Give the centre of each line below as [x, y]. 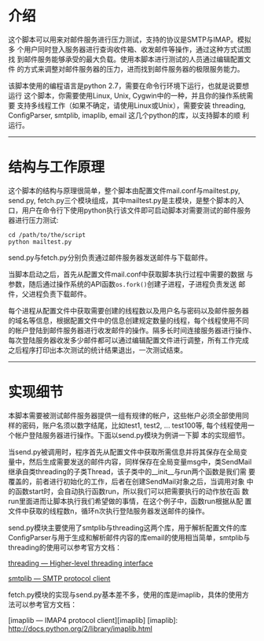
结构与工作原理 [57, 167]
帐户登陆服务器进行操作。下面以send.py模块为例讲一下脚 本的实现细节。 [132, 435]
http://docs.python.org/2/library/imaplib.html [81, 628]
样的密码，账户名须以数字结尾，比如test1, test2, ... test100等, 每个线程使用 [128, 425]
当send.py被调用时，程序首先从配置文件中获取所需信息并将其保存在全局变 [128, 452]
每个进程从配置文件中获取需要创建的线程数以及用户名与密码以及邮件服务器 [128, 310]
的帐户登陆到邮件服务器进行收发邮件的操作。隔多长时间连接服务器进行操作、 [132, 330]
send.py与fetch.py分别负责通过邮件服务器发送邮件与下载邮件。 [110, 258]
